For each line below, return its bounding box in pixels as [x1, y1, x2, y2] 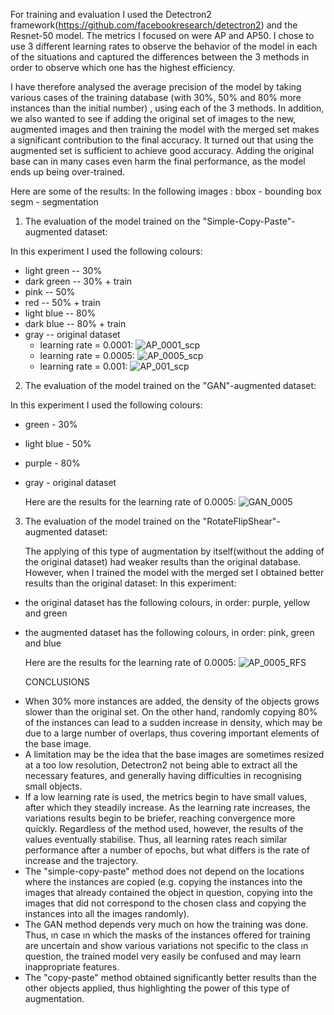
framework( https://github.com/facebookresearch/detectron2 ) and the [10, 19, 298, 31]
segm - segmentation [10, 196, 99, 208]
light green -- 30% [24, 265, 103, 276]
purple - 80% [24, 457, 81, 469]
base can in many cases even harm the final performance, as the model [10, 155, 306, 167]
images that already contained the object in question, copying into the [24, 887, 313, 898]
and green [24, 607, 68, 619]
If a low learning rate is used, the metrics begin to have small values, [24, 791, 308, 803]
